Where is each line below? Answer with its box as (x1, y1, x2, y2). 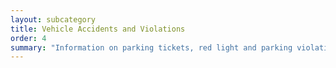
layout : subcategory (10, 14, 97, 25)
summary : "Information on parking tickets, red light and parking (10, 42, 293, 53)
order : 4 (10, 33, 47, 43)
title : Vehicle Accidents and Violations (10, 24, 186, 34)
